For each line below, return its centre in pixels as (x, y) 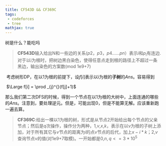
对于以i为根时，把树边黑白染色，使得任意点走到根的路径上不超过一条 (87, 60)
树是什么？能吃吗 (23, 43)
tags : (11, 14)
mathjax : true (20, 28)
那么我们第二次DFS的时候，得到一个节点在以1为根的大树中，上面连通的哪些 (82, 97)
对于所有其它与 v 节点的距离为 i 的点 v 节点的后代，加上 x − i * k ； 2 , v (92, 132)
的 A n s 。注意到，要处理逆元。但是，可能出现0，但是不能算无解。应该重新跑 (82, 103)
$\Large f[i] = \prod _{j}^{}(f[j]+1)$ (41, 86)
